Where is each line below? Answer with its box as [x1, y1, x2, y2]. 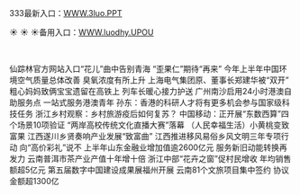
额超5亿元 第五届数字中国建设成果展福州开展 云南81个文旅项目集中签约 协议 [9, 164, 290, 175]
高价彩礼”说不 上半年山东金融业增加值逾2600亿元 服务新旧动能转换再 [31, 142, 288, 153]
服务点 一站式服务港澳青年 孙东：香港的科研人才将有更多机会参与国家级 [16, 97, 282, 108]
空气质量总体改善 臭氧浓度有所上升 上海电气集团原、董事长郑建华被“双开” [16, 75, 290, 85]
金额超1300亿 [9, 176, 60, 186]
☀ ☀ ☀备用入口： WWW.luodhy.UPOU [9, 27, 154, 38]
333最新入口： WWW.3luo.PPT [9, 8, 123, 18]
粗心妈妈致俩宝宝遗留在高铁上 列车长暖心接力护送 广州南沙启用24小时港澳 [9, 86, 285, 96]
